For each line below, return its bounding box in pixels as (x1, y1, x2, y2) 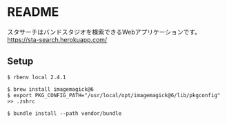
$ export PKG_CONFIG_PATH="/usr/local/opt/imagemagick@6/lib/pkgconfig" (7, 92, 221, 99)
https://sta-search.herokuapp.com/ (7, 35, 108, 43)
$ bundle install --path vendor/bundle (7, 110, 122, 117)
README (7, 4, 59, 20)
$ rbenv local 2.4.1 (7, 74, 67, 81)
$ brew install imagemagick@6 (7, 85, 95, 93)
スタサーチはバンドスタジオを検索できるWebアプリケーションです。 (7, 28, 201, 36)
